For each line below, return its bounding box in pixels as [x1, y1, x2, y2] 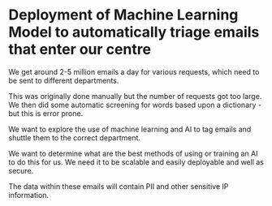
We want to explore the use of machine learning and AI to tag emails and [8, 124, 252, 134]
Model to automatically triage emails [8, 23, 260, 41]
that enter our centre [8, 41, 152, 58]
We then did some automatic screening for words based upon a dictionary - [8, 100, 262, 109]
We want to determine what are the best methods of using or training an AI [8, 148, 258, 158]
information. [8, 190, 50, 200]
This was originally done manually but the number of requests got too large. [8, 91, 262, 101]
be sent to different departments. [8, 75, 119, 85]
